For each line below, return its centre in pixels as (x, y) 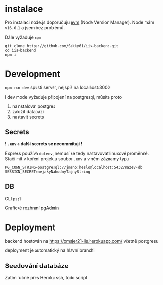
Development (33, 74)
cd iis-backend (20, 50)
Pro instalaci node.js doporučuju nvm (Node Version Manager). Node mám (80, 22)
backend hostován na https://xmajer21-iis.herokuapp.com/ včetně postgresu (82, 241)
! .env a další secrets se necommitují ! (44, 144)
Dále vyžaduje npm (23, 37)
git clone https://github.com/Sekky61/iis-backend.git (62, 46)
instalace (24, 9)
